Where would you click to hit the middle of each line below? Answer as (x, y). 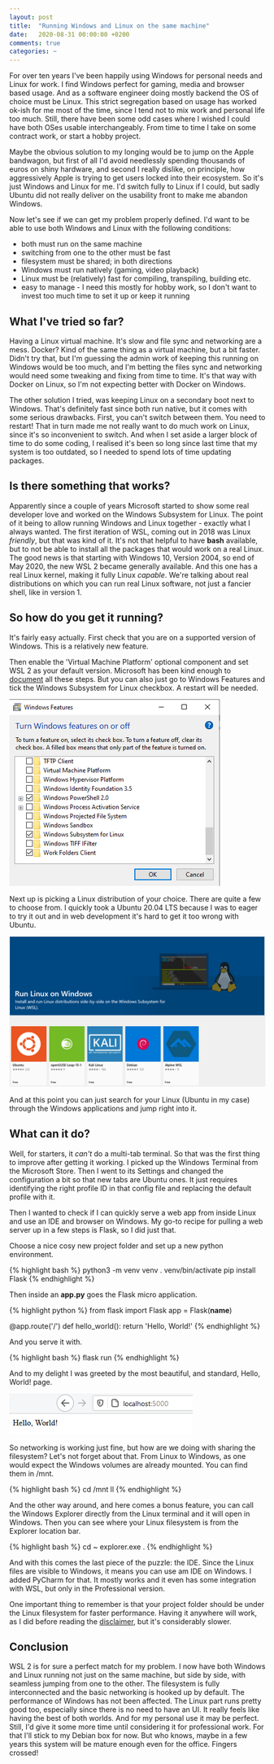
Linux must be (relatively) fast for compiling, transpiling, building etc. (136, 279)
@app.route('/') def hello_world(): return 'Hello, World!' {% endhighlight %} (135, 1325)
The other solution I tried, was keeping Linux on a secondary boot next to (132, 400)
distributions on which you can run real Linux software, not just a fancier (130, 583)
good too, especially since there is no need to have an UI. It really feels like (135, 1709)
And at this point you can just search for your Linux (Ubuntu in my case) (130, 1099)
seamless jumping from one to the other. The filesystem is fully (115, 1683)
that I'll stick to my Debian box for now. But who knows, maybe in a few (128, 1736)
